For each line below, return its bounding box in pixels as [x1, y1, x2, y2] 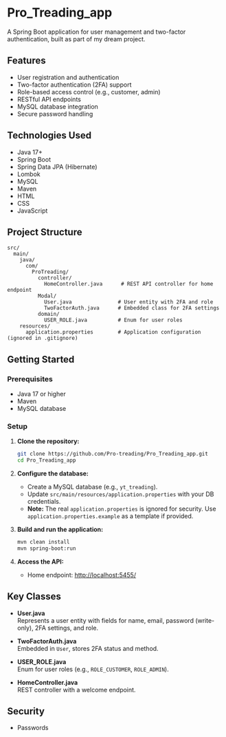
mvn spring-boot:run [16, 545, 76, 552]
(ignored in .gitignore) [7, 335, 78, 342]
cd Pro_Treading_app [16, 457, 76, 464]
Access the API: [16, 557, 64, 566]
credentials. [27, 498, 61, 506]
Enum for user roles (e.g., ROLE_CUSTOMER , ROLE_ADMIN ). [16, 665, 170, 673]
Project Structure [7, 226, 82, 238]
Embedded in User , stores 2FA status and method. [16, 644, 159, 652]
